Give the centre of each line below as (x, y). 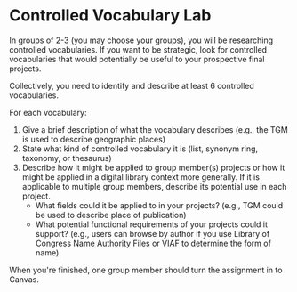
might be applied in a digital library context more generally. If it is (141, 177)
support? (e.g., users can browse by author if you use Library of (153, 233)
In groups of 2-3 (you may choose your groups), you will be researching (141, 40)
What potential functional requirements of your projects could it (152, 224)
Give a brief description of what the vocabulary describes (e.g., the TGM (155, 129)
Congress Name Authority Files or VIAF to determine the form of (153, 243)
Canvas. (24, 279)
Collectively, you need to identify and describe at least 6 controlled (132, 85)
